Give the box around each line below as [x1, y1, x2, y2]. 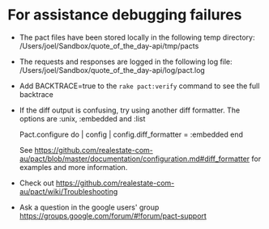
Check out [19, 178, 54, 188]
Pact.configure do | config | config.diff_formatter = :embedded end [19, 129, 244, 139]
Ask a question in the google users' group [19, 202, 160, 212]
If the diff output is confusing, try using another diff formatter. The [19, 105, 241, 115]
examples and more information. [19, 162, 128, 172]
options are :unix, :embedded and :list [19, 113, 146, 123]
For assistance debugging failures [7, 6, 242, 24]
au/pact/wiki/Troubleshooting [19, 186, 118, 196]
